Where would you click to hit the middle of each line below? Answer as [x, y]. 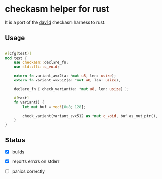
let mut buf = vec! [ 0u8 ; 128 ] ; [54, 107]
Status [15, 140]
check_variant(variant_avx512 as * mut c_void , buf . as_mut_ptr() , [90, 116]
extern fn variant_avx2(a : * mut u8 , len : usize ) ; [65, 76]
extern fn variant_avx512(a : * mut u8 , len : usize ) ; [67, 80]
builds [18, 152]
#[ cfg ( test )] [18, 53]
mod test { [16, 58]
